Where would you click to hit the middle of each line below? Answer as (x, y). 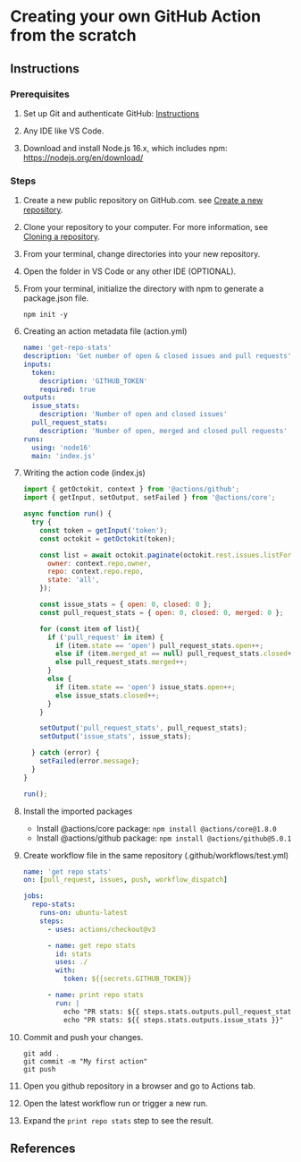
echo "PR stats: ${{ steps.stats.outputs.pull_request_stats (179, 1012)
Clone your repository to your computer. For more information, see (146, 227)
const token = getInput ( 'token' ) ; (104, 530)
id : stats (74, 954)
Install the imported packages (78, 811)
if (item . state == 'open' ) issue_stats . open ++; (146, 687)
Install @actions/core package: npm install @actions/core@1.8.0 (156, 828)
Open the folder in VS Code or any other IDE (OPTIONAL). (130, 271)
